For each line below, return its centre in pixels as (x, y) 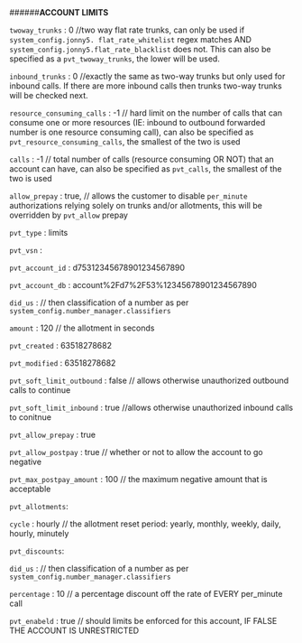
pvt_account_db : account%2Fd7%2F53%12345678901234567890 (133, 285)
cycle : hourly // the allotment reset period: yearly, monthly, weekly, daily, (145, 524)
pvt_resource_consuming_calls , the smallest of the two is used (125, 142)
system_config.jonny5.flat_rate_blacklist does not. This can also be (140, 49)
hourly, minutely (39, 533)
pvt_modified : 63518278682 (63, 363)
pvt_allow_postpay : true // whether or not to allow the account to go (136, 452)
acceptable (30, 489)
